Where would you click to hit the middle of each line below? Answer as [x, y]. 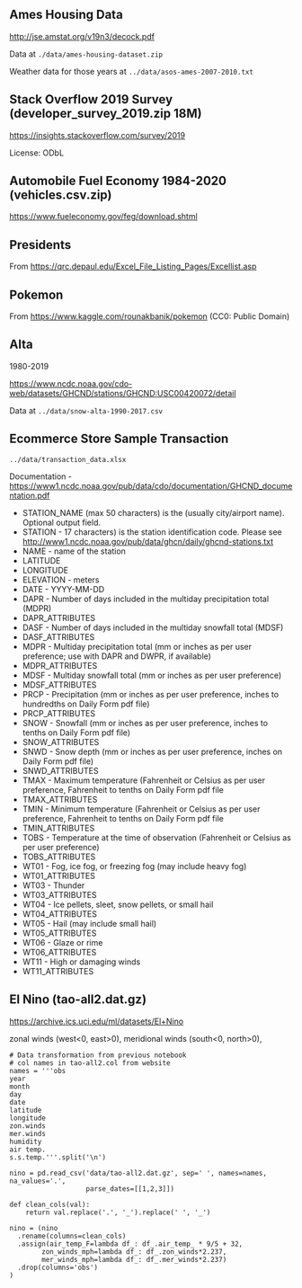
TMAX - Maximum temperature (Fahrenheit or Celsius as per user [144, 780]
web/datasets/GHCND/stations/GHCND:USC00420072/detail [123, 393]
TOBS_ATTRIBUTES [59, 857]
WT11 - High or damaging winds [81, 962]
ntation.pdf [30, 495]
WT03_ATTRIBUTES [59, 894]
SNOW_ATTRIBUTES [61, 742]
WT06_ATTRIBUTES [59, 952]
